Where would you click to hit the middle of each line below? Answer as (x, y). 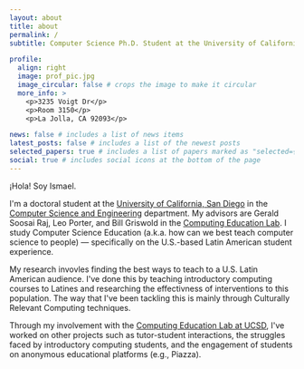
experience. (32, 251)
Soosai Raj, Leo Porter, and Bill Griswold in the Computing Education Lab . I (148, 222)
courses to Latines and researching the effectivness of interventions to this (149, 288)
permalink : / (34, 34)
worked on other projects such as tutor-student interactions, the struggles (147, 335)
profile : (26, 60)
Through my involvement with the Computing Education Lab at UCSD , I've (147, 325)
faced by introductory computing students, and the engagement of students (151, 345)
